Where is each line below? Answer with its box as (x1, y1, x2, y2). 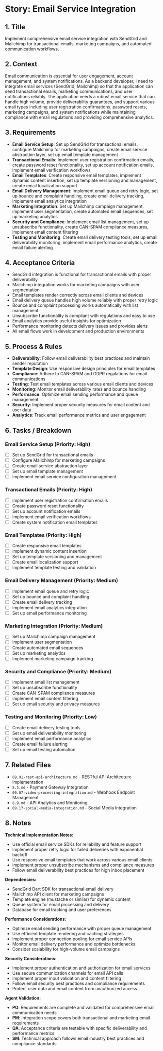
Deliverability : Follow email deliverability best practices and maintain (12, 355, 150, 361)
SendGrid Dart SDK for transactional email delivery (12, 886, 114, 892)
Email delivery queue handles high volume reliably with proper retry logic (12, 298, 158, 303)
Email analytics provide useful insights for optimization (12, 318, 121, 324)
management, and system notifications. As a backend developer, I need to (5, 78, 153, 84)
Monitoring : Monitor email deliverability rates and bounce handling (12, 386, 147, 392)
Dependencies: (5, 876, 37, 882)
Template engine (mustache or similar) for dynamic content (12, 896, 131, 902)
